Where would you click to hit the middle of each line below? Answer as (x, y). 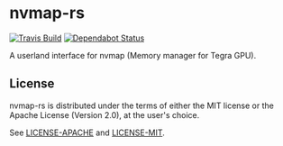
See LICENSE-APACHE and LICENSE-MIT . (87, 132)
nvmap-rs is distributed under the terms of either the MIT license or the (142, 105)
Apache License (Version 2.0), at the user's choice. (105, 114)
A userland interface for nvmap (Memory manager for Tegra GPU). (133, 55)
